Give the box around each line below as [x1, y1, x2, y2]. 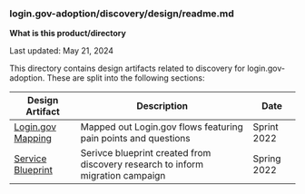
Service [14, 152, 47, 165]
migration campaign [80, 170, 166, 182]
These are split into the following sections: [46, 73, 205, 83]
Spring [252, 152, 281, 165]
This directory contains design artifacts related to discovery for [9, 63, 246, 74]
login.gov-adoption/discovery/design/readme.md [9, 7, 234, 20]
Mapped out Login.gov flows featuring [80, 121, 243, 133]
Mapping [14, 132, 53, 145]
